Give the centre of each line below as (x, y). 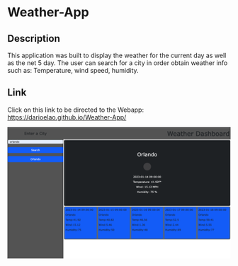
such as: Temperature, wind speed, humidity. (73, 70)
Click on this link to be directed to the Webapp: (75, 110)
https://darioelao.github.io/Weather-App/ (67, 117)
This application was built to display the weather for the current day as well (117, 55)
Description (34, 39)
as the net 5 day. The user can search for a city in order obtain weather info (118, 63)
